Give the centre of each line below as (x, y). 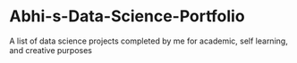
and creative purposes (51, 50)
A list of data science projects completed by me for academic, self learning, (148, 41)
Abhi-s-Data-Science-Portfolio (127, 16)
